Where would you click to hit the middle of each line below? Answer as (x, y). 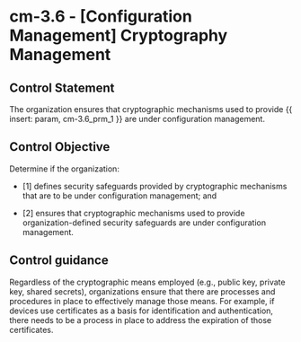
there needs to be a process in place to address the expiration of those (141, 320)
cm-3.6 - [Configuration (101, 17)
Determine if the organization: (64, 169)
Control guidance (59, 261)
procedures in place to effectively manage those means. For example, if (142, 301)
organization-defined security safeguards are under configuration (144, 223)
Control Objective (60, 147)
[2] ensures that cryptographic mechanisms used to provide (133, 213)
